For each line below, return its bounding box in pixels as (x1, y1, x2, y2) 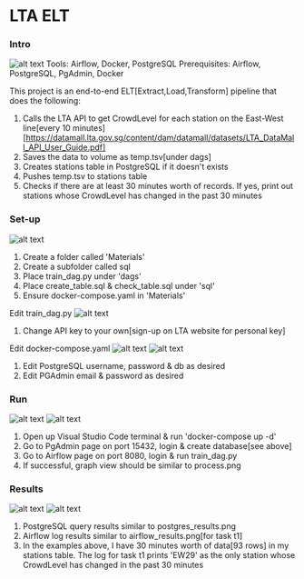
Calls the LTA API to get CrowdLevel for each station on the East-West (22, 113, 284, 124)
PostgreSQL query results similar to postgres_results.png (22, 521, 237, 532)
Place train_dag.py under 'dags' (22, 270, 142, 282)
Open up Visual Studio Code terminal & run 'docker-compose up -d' (22, 431, 277, 442)
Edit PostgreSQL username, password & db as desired (22, 360, 225, 371)
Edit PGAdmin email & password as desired (22, 370, 184, 381)
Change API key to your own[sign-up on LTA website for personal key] (22, 324, 286, 336)
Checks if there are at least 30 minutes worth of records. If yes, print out (22, 181, 293, 192)
